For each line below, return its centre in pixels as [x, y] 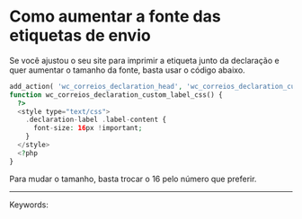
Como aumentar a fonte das [115, 17]
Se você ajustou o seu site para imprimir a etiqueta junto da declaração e [145, 60]
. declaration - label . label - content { [96, 120]
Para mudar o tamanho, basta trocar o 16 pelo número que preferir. [133, 179]
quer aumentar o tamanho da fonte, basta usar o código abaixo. [127, 70]
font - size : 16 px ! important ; [88, 128]
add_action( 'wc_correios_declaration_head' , [96, 86]
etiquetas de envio [80, 35]
